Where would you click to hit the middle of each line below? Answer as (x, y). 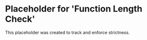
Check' (20, 19)
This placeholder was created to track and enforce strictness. (68, 32)
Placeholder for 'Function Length (74, 9)
